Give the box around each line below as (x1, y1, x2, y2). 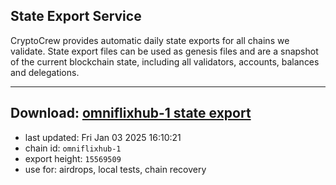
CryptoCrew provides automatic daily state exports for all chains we (10, 34, 290, 46)
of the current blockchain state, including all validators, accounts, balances (10, 55, 320, 68)
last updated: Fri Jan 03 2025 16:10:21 (24, 131, 182, 143)
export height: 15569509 (24, 152, 122, 164)
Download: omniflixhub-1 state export (10, 105, 252, 122)
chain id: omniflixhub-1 (24, 142, 122, 154)
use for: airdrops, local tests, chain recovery (24, 163, 207, 175)
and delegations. (10, 66, 80, 78)
